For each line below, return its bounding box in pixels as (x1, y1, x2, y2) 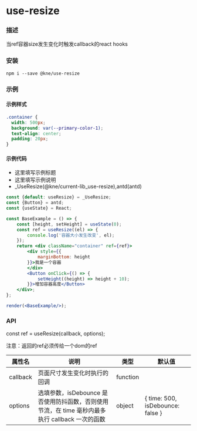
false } (144, 409, 162, 417)
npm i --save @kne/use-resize (6, 70, 80, 76)
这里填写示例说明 (14, 176, 56, 183)
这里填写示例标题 (14, 169, 56, 176)
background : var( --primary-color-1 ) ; (11, 125, 104, 131)
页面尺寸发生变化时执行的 (38, 369, 108, 377)
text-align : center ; (11, 130, 62, 136)
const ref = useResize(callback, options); (6, 330, 106, 337)
